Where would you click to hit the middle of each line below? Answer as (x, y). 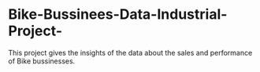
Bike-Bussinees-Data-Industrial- (118, 14)
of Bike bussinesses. (42, 61)
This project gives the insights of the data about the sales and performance (130, 52)
